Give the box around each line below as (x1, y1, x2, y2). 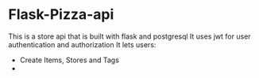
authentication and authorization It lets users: (8, 39, 157, 49)
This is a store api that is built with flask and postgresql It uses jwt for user (8, 32, 252, 41)
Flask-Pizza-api (8, 6, 114, 24)
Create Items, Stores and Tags (19, 55, 119, 65)
